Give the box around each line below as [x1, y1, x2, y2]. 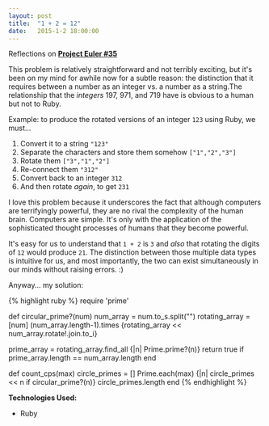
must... [8, 123, 32, 133]
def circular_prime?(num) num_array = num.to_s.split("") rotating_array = [8, 312, 250, 322]
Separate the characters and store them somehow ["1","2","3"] [19, 147, 237, 158]
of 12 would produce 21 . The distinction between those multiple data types [8, 247, 257, 257]
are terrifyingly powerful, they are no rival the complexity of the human [8, 206, 244, 216]
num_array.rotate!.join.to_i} [8, 329, 98, 339]
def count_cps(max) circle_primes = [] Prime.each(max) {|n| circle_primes [8, 369, 255, 378]
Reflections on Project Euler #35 [8, 49, 118, 59]
